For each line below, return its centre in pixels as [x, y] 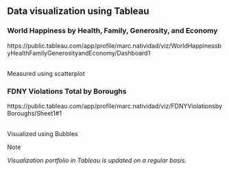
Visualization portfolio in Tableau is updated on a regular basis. [97, 160]
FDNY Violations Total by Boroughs [67, 91]
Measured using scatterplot [46, 73]
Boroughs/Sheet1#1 [34, 113]
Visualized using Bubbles [43, 133]
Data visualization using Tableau [78, 11]
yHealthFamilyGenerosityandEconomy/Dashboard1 [79, 53]
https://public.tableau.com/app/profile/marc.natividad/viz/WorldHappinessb [114, 45]
